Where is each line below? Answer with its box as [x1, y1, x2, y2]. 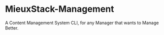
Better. [5, 25, 19, 31]
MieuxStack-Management [5, 3, 114, 15]
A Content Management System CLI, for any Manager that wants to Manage [5, 20, 159, 26]
